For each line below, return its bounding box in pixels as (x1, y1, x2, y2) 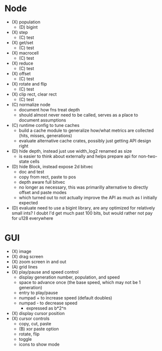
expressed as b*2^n (26, 305, 67, 311)
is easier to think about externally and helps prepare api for (18, 153, 137, 159)
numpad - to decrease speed (18, 300, 77, 306)
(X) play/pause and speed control (11, 269, 79, 275)
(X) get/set (11, 39, 34, 45)
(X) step (11, 29, 28, 35)
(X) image (11, 248, 32, 254)
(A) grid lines (11, 263, 38, 270)
